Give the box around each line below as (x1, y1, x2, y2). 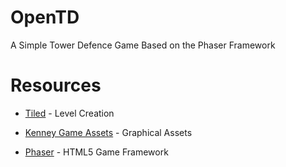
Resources (10, 74, 102, 97)
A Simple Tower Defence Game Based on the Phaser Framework (10, 39, 276, 51)
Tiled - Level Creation (24, 107, 115, 119)
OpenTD (10, 6, 80, 29)
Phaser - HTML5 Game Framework (24, 146, 169, 158)
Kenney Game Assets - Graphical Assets (24, 126, 193, 138)
